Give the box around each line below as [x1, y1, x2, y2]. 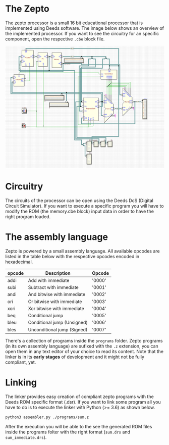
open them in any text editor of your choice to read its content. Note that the [5, 349, 164, 355]
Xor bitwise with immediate [28, 305, 84, 311]
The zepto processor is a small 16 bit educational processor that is [5, 20, 143, 26]
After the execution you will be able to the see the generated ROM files [5, 424, 152, 430]
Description [45, 270, 71, 276]
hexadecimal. [5, 259, 33, 265]
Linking [5, 377, 37, 388]
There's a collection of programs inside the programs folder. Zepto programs [5, 338, 163, 344]
